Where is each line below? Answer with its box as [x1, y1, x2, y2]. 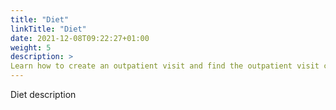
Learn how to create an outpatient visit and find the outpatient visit [10, 61, 320, 71]
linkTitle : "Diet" [10, 24, 87, 34]
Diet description [10, 89, 77, 100]
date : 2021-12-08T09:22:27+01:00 [10, 33, 150, 43]
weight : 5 [10, 42, 52, 53]
